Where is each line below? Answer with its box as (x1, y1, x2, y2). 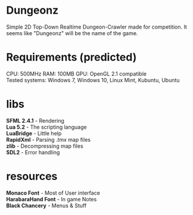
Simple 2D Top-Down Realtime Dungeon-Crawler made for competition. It (6, 23, 188, 30)
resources (6, 170, 58, 183)
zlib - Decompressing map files (6, 142, 83, 149)
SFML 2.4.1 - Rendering (6, 117, 64, 124)
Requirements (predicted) (6, 51, 137, 64)
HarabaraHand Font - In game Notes (6, 195, 97, 202)
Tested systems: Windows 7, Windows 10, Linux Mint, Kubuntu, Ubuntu (6, 76, 180, 83)
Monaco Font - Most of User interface (6, 189, 100, 197)
